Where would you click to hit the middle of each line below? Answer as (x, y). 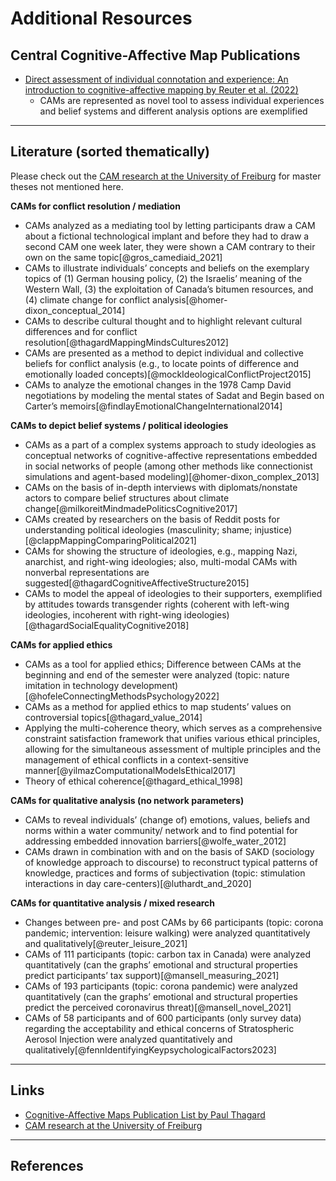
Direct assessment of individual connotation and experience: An (156, 79)
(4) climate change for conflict (87, 299)
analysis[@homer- (190, 299)
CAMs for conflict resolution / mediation (95, 206)
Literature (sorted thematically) (110, 152)
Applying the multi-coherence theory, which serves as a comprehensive (173, 728)
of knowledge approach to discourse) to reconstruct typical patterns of (171, 862)
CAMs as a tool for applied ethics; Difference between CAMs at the (163, 664)
